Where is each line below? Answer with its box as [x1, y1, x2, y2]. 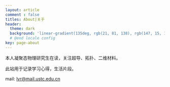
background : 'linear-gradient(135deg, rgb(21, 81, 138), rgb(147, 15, [10, 31, 162, 36]
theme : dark [10, 26, 35, 31]
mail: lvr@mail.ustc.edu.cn [5, 75, 61, 81]
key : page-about [5, 40, 39, 46]
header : [5, 21, 22, 27]
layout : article [5, 7, 39, 13]
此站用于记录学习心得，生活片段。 [5, 65, 76, 71]
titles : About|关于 [5, 17, 45, 22]
